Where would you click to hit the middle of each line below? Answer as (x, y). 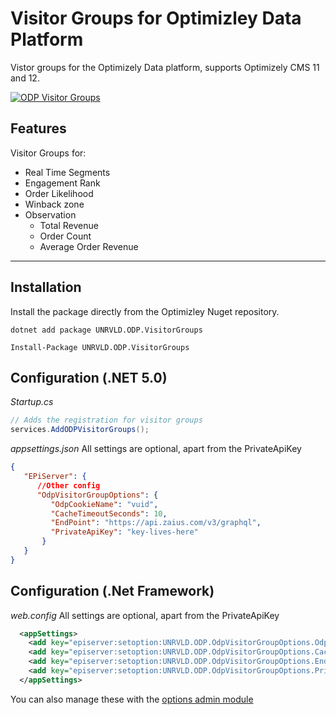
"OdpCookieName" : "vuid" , (104, 504)
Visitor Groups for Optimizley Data (156, 18)
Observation (50, 214)
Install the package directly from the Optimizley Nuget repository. (145, 311)
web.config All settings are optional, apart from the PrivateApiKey (145, 615)
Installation (46, 287)
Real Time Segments (67, 172)
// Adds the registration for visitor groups (106, 420)
